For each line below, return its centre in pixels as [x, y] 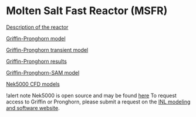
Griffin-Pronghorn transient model [47, 50]
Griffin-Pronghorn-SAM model [43, 72]
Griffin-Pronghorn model [36, 38]
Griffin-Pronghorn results [37, 61]
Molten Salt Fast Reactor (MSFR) [87, 11]
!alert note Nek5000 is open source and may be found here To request [92, 95]
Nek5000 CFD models [33, 84]
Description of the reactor [37, 27]
